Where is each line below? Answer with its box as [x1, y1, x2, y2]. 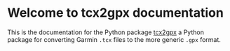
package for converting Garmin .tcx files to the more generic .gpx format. [7, 35, 221, 43]
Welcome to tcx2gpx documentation [7, 5, 224, 21]
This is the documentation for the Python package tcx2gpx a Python [7, 28, 205, 36]
